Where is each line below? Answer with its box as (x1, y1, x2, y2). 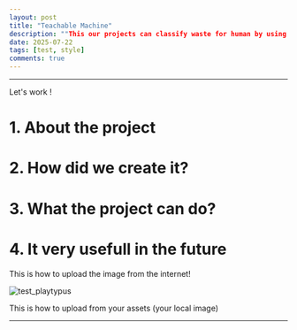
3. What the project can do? (9, 198, 217, 219)
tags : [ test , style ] (9, 46, 86, 55)
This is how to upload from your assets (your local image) (9, 303, 219, 313)
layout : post (9, 12, 57, 22)
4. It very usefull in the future (9, 239, 227, 259)
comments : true (9, 54, 65, 63)
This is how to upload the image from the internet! (9, 268, 192, 279)
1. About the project (9, 118, 156, 138)
